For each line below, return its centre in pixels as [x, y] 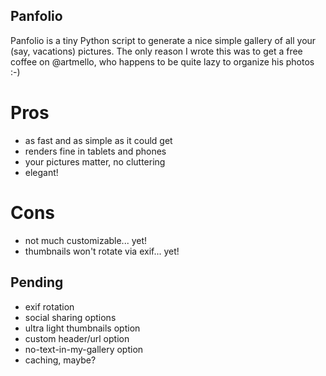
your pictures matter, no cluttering [95, 161]
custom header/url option [77, 338]
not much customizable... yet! [86, 240]
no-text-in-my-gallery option [84, 349]
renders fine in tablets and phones [95, 151]
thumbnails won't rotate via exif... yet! [102, 251]
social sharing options [70, 317]
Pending [37, 282]
